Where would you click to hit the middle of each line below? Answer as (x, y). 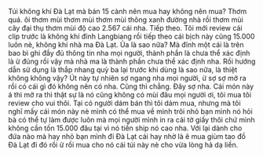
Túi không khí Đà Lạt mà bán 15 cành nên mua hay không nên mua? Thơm (128, 11)
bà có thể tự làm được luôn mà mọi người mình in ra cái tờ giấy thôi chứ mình (131, 120)
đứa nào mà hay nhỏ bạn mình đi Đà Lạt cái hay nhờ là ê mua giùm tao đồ (127, 136)
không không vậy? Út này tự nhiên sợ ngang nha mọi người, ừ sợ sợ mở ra (127, 78)
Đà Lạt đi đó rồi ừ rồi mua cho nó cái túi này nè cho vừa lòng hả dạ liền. (123, 145)
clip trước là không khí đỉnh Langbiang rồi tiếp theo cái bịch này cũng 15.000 (131, 36)
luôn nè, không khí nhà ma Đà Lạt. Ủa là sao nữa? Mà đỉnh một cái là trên (126, 45)
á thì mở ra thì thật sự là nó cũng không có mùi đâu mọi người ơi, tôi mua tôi (130, 95)
